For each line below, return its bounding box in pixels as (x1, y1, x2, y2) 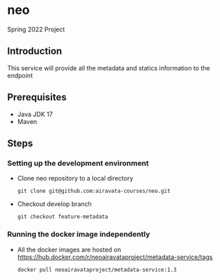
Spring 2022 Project (7, 25, 65, 33)
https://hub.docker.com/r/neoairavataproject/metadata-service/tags (17, 253, 213, 261)
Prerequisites (7, 91, 67, 103)
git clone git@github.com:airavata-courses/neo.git (17, 187, 171, 195)
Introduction (7, 45, 63, 57)
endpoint (7, 71, 33, 79)
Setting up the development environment (7, 158, 150, 168)
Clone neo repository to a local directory (17, 174, 134, 182)
